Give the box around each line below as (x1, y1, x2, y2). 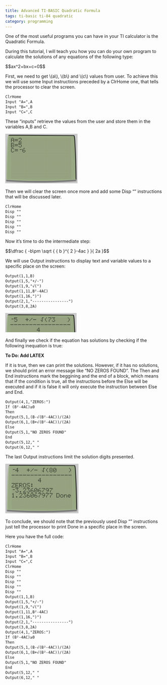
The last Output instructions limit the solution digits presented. (5, 454, 135, 460)
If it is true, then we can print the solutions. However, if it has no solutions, (5, 362, 159, 368)
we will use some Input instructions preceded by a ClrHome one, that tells (5, 79, 159, 85)
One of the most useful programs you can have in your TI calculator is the (5, 33, 158, 39)
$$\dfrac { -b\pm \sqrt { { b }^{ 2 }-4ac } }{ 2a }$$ (5, 248, 109, 254)
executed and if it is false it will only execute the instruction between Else (5, 384, 157, 390)
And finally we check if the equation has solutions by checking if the (5, 337, 147, 343)
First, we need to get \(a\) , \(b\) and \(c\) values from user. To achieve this (5, 73, 158, 79)
